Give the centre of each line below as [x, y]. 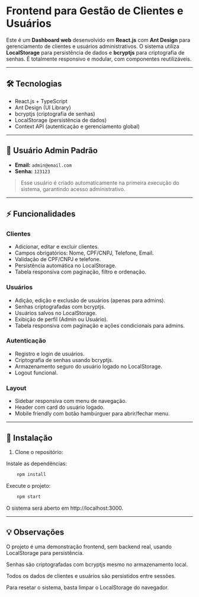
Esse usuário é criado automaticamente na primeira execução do [100, 183]
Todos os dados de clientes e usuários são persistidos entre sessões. [91, 576]
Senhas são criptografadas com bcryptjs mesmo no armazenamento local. [97, 564]
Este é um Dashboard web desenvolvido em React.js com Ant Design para [98, 40]
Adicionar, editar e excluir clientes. [57, 247]
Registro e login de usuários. [49, 354]
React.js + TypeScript [41, 101]
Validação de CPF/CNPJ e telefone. [58, 259]
